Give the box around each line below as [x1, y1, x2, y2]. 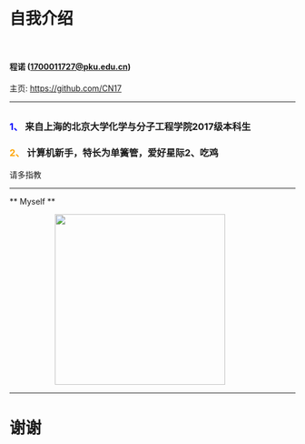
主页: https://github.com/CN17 [9, 83, 123, 94]
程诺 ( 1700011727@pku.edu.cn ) [9, 61, 132, 72]
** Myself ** [9, 196, 56, 207]
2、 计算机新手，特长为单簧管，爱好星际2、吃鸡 [9, 146, 220, 159]
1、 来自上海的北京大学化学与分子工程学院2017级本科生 [9, 120, 251, 133]
